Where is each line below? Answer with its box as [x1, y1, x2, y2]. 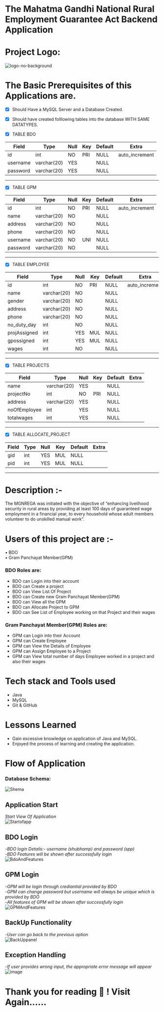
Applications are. [5, 90, 77, 101]
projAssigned [7, 329, 38, 336]
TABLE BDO [12, 131, 36, 137]
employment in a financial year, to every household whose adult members [5, 511, 154, 517]
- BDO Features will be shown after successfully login [5, 851, 112, 857]
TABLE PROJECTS [12, 362, 50, 368]
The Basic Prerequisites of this [5, 80, 132, 91]
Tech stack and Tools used [5, 676, 116, 687]
